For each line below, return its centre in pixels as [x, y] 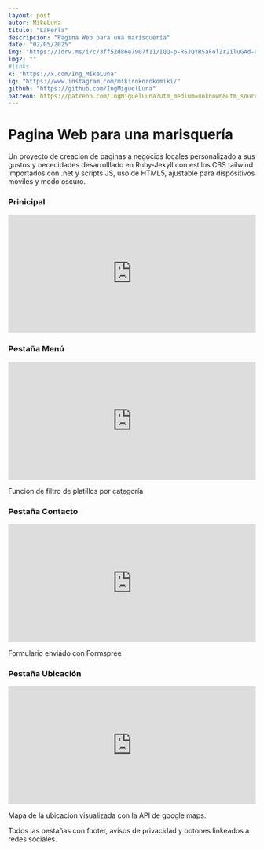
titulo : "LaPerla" [38, 30]
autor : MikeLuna [35, 23]
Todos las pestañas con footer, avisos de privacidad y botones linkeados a [129, 831]
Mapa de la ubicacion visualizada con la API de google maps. [107, 815]
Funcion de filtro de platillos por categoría [76, 491]
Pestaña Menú [36, 349]
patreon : [22, 96]
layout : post [29, 15]
